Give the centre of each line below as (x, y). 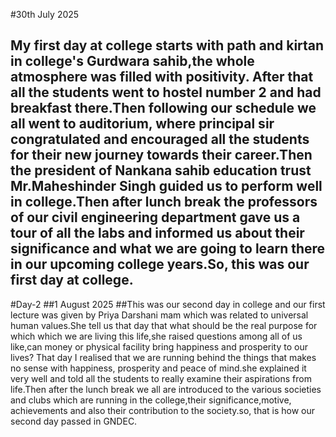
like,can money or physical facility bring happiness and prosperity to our (159, 346)
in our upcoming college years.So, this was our (160, 264)
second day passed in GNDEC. (74, 421)
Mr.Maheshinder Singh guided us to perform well (166, 186)
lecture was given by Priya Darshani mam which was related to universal (159, 315)
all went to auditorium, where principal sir (142, 124)
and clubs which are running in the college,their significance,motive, (151, 400)
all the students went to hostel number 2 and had (166, 92)
